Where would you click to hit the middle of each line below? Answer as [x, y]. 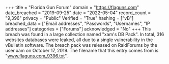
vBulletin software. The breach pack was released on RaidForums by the [81, 45]
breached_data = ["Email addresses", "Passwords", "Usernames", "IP [78, 23]
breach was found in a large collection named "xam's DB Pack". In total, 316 [85, 34]
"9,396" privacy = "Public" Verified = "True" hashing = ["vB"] [69, 18]
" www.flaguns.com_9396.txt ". [37, 56]
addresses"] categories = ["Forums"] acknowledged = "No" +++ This [78, 29]
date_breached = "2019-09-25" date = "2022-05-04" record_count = [78, 13]
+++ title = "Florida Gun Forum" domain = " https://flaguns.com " [72, 7]
